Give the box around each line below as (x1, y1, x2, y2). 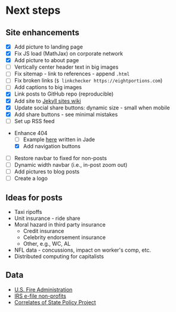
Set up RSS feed (14, 117, 55, 124)
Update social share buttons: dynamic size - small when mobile (14, 104, 171, 111)
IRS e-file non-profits (14, 292, 66, 299)
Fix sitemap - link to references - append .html (14, 70, 130, 78)
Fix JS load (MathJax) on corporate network (14, 50, 123, 57)
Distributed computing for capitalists (14, 252, 104, 260)
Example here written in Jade (23, 136, 95, 143)
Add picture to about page (14, 57, 79, 64)
